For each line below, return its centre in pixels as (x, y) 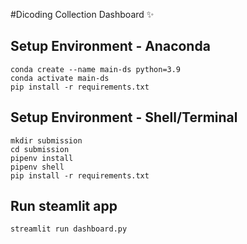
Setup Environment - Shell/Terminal (124, 117)
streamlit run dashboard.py (69, 229)
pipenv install (42, 158)
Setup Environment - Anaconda (110, 46)
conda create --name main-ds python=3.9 (96, 69)
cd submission (40, 149)
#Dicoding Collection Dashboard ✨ (82, 14)
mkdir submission (46, 140)
